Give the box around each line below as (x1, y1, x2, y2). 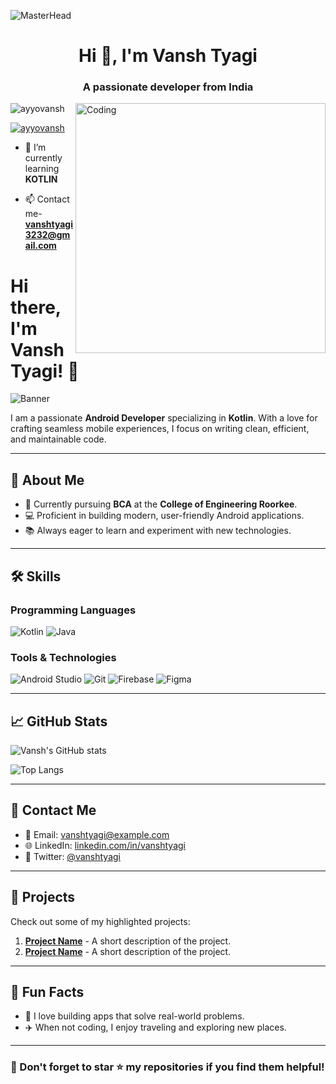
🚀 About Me (10, 471, 85, 489)
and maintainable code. (10, 433, 107, 445)
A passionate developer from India (82, 80, 254, 94)
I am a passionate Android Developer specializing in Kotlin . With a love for (10, 412, 318, 424)
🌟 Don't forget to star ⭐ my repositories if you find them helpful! (10, 1060, 325, 1074)
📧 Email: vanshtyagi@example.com (24, 828, 170, 840)
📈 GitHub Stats (10, 713, 108, 730)
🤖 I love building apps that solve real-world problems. (24, 1010, 245, 1022)
